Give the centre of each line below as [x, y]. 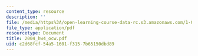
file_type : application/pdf [41, 28]
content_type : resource [35, 11]
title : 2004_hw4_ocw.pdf [37, 38]
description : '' [26, 17]
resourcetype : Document [35, 33]
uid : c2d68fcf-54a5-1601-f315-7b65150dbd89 [60, 44]
